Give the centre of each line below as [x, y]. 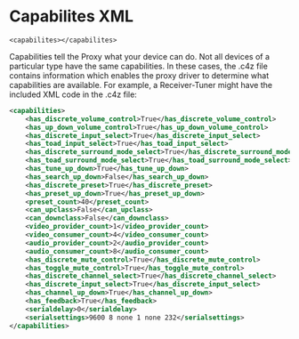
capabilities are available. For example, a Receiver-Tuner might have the [141, 85]
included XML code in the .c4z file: [73, 94]
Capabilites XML [72, 16]
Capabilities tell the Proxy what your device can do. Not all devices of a [139, 56]
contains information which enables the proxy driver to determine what [139, 75]
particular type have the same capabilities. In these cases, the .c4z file [139, 66]
